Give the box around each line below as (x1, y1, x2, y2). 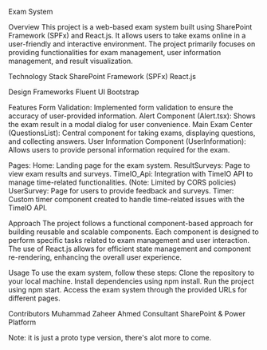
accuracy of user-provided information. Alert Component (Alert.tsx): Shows (8, 111, 257, 121)
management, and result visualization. (8, 56, 133, 66)
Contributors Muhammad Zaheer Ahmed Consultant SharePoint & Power (8, 309, 245, 318)
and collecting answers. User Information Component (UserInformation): (8, 137, 247, 146)
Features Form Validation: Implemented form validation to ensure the (8, 103, 234, 112)
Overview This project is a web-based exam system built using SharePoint (8, 22, 253, 31)
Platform (8, 317, 37, 327)
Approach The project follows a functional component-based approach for (8, 219, 253, 228)
